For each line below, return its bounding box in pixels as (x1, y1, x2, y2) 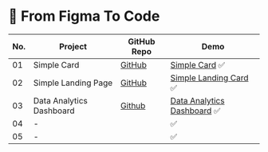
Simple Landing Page (33, 77, 113, 88)
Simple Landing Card (170, 72, 249, 83)
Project (58, 41, 88, 52)
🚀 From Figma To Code (8, 7, 160, 25)
